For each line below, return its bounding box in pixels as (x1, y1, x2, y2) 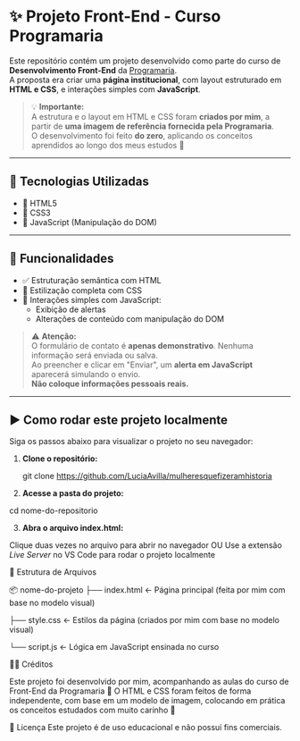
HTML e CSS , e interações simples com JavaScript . (9, 83, 201, 95)
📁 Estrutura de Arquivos (9, 567, 96, 577)
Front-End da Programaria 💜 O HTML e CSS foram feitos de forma (9, 686, 252, 696)
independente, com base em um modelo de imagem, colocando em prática (9, 695, 286, 706)
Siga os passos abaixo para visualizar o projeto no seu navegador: (9, 436, 254, 447)
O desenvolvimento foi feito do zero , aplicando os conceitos (30, 130, 253, 140)
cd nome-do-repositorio (9, 505, 98, 516)
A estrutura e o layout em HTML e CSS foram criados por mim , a (30, 111, 271, 122)
